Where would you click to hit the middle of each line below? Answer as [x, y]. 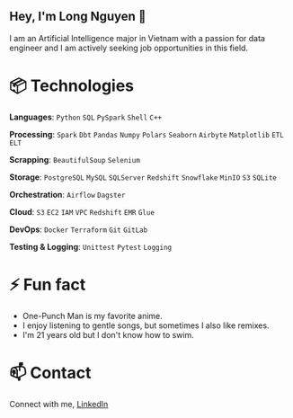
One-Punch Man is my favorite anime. [93, 316]
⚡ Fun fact [48, 285]
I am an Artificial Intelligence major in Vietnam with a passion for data [137, 38]
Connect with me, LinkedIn [59, 404]
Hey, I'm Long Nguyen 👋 [78, 17]
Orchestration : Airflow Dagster [67, 194]
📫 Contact [50, 373]
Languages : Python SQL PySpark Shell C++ [86, 117]
